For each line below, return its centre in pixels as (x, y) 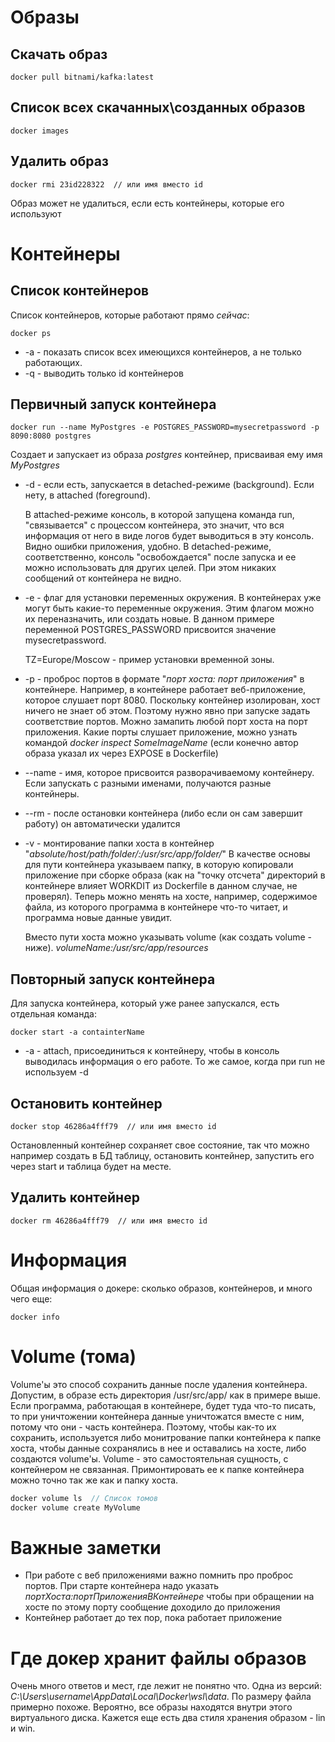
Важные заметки (86, 1547)
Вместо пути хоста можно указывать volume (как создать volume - (168, 937)
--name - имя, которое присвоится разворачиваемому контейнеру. (169, 773)
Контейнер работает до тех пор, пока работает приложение (153, 1618)
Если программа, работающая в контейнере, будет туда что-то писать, (163, 1405)
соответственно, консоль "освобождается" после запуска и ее (160, 557)
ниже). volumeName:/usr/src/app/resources (116, 948)
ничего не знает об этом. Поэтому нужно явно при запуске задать (167, 711)
